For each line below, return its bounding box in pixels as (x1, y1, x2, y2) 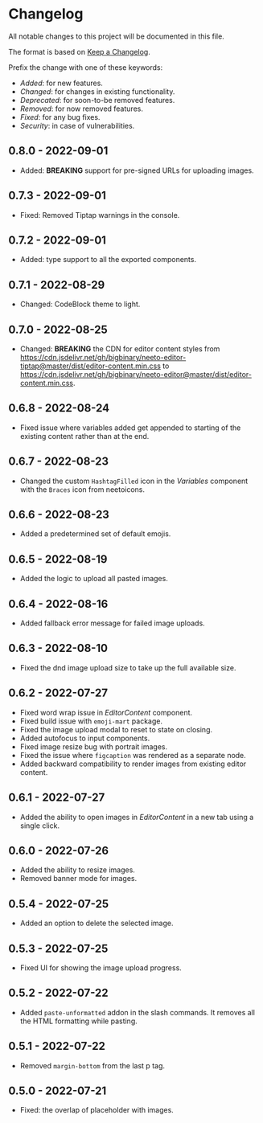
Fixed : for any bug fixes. (19, 112, 101, 121)
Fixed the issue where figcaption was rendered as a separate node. (19, 750, 247, 760)
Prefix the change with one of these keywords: (8, 62, 163, 72)
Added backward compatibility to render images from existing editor (19, 759, 247, 768)
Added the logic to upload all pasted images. (19, 574, 169, 584)
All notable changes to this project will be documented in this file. (8, 31, 225, 41)
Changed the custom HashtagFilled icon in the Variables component (19, 476, 249, 486)
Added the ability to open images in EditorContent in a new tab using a (19, 812, 254, 822)
